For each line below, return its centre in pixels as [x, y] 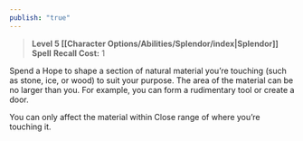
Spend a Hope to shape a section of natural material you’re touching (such [148, 70]
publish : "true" [40, 18]
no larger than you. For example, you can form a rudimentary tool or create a [152, 89]
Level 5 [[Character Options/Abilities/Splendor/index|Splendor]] [155, 43]
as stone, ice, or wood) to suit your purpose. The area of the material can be [151, 80]
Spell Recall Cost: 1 [68, 53]
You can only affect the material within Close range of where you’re [135, 117]
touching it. [30, 127]
